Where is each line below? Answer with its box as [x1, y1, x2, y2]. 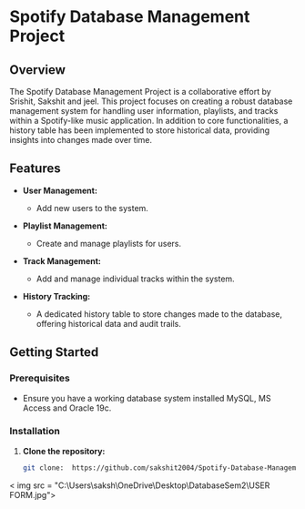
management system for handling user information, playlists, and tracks [9, 106, 279, 116]
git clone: [22, 463, 65, 473]
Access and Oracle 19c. [22, 402, 112, 413]
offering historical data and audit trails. [36, 318, 182, 329]
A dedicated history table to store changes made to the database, [36, 308, 283, 320]
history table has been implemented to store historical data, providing [9, 125, 270, 136]
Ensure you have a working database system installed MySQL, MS [22, 392, 271, 403]
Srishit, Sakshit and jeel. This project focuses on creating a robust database [9, 96, 293, 107]
